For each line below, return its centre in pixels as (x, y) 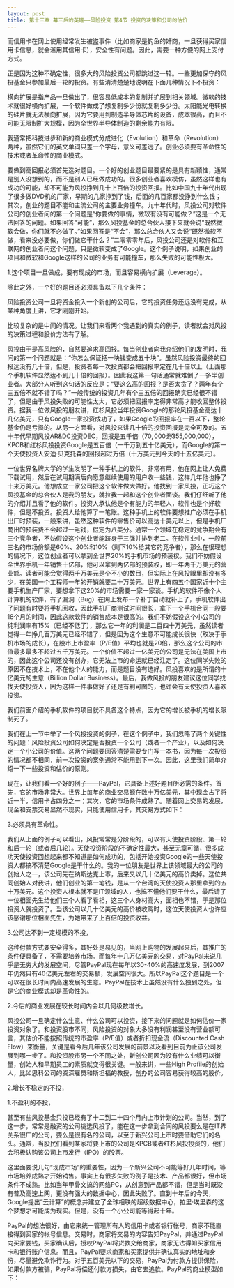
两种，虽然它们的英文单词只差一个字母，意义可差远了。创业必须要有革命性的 (117, 147)
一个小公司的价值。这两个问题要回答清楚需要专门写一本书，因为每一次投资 (120, 751)
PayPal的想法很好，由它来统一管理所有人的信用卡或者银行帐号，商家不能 (111, 1225)
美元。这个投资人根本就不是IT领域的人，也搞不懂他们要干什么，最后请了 (123, 891)
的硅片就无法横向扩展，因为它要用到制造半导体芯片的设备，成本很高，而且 (114, 114)
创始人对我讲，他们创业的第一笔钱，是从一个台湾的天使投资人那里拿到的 (117, 883)
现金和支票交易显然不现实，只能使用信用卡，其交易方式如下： (96, 809)
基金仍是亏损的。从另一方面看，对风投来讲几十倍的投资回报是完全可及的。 (114, 427)
